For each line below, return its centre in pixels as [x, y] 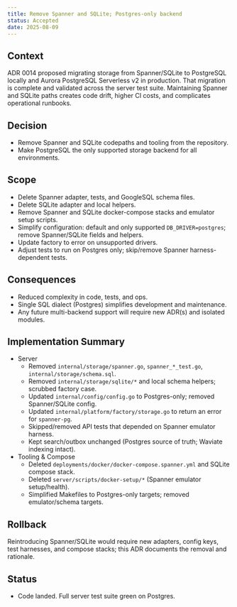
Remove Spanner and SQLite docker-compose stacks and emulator [116, 212]
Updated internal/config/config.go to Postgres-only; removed [121, 397]
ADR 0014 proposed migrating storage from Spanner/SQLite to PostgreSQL [117, 73]
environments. [39, 158]
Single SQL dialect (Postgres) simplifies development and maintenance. [122, 304]
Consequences [42, 280]
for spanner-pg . [50, 419]
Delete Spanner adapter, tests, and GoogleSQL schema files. [106, 197]
